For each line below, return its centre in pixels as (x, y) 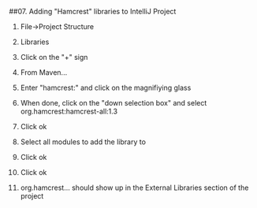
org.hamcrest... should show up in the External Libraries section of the (134, 188)
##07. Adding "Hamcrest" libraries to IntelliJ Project (93, 11)
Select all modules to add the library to (83, 142)
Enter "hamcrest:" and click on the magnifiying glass (106, 87)
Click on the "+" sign (54, 57)
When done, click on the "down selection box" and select (114, 103)
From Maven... (44, 72)
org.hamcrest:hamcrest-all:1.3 (69, 111)
